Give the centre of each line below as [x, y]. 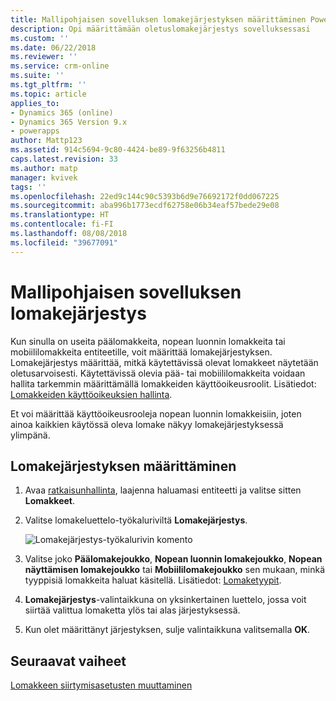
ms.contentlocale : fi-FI [62, 224]
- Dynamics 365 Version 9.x [69, 122]
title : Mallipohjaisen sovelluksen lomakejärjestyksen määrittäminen [158, 19]
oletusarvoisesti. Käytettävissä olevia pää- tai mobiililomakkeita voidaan [158, 373]
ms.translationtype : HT [60, 215]
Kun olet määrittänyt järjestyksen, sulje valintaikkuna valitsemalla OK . [167, 630]
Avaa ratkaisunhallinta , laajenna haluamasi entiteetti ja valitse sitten [163, 490]
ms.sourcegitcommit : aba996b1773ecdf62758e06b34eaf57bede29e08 [145, 206]
